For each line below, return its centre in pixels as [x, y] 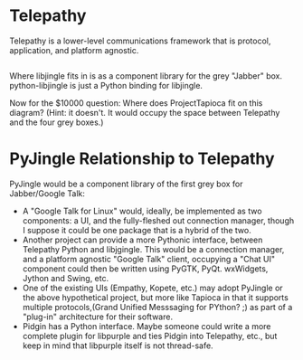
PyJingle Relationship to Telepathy [142, 159]
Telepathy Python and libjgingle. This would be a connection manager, [153, 249]
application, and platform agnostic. [74, 50]
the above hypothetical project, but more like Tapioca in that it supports [156, 297]
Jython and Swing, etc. [66, 278]
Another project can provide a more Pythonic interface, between [142, 240]
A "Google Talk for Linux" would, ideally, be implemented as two [142, 211]
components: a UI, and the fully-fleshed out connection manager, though [158, 220]
